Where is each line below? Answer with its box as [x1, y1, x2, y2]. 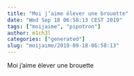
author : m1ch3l [7, 29, 51, 37]
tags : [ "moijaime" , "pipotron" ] [7, 23, 101, 30]
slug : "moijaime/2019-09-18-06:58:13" [7, 42, 119, 49]
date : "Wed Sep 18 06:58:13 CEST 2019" [7, 17, 123, 23]
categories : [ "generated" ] [7, 36, 85, 43]
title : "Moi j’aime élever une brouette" [7, 10, 129, 17]
